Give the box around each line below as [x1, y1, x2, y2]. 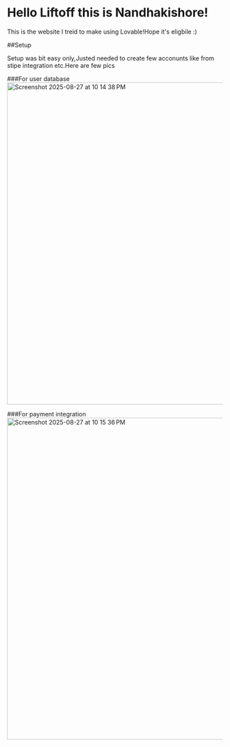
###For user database [7, 74, 71, 83]
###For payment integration [7, 410, 86, 418]
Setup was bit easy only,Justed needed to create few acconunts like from [7, 54, 214, 62]
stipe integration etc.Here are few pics [7, 61, 115, 69]
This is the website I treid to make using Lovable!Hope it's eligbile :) [7, 27, 197, 36]
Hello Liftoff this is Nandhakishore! [7, 5, 209, 21]
